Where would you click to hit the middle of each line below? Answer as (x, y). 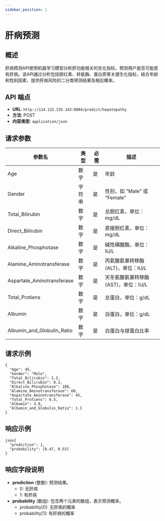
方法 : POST (24, 115)
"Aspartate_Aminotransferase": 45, (46, 396)
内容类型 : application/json (40, 122)
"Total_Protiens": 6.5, (34, 400)
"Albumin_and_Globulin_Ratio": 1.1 (46, 408)
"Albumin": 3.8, (26, 404)
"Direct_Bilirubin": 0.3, (36, 383)
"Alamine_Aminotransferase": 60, (44, 391)
